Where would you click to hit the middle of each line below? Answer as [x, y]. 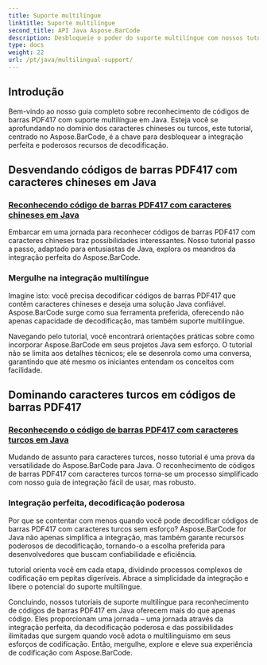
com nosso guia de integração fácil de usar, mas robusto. [102, 482]
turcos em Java [39, 439]
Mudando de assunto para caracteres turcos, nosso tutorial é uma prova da [132, 457]
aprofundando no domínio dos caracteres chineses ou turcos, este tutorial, [131, 128]
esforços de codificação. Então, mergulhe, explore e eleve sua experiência [130, 644]
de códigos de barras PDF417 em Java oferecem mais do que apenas [122, 610]
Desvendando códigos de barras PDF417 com [123, 170]
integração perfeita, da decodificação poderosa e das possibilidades [121, 627]
